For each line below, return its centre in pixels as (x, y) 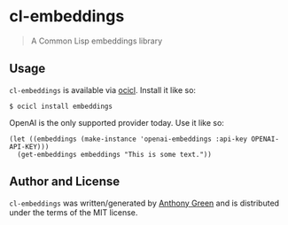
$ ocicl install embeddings (61, 106)
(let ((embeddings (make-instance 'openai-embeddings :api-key (128, 139)
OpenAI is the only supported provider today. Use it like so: (117, 122)
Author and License (65, 182)
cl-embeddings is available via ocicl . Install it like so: (103, 89)
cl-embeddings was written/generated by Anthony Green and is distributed (144, 203)
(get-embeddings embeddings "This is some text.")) (115, 154)
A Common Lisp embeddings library (97, 41)
